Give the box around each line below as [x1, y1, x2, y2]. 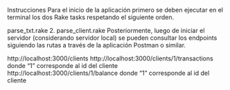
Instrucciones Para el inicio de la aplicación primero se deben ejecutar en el [7, 6, 224, 14]
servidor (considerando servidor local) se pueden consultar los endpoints [7, 34, 218, 42]
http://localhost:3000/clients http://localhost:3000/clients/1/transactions [7, 54, 213, 63]
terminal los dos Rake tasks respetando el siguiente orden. [7, 13, 175, 21]
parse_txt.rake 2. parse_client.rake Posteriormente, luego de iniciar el [7, 27, 205, 34]
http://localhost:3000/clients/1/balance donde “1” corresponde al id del [7, 69, 210, 77]
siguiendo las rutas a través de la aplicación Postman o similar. [7, 41, 186, 49]
